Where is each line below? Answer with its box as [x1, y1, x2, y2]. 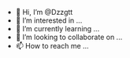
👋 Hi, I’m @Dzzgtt [15, 8, 73, 16]
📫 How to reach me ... [15, 42, 89, 50]
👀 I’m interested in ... [15, 16, 83, 25]
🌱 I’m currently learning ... [15, 24, 100, 33]
